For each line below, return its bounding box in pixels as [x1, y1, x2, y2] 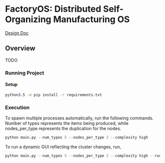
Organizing [5, 14, 52, 25]
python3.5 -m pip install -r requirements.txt [5, 92, 102, 97]
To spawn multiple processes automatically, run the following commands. [5, 115, 154, 121]
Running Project [5, 70, 44, 76]
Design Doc [5, 30, 29, 36]
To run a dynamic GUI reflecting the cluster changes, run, [5, 143, 121, 150]
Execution [5, 104, 30, 111]
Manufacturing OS [53, 14, 130, 25]
